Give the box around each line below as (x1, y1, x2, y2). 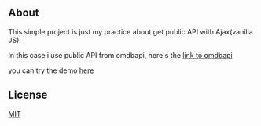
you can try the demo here (8, 66, 94, 75)
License (8, 88, 48, 102)
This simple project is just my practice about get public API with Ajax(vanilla (8, 27, 253, 36)
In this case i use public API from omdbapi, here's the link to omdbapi (8, 50, 233, 59)
